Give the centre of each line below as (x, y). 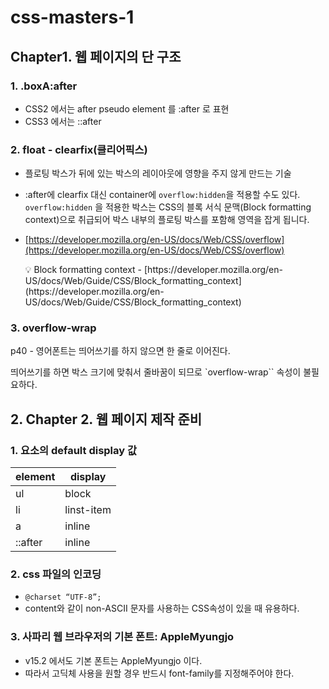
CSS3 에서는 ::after (63, 121)
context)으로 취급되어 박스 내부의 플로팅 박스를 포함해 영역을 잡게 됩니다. (167, 220)
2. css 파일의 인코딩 (56, 574)
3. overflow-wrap (53, 328)
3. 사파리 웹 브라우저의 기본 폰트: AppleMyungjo (122, 637)
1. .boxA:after (44, 86)
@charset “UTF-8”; (63, 597)
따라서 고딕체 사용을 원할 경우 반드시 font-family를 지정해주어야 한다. (159, 673)
